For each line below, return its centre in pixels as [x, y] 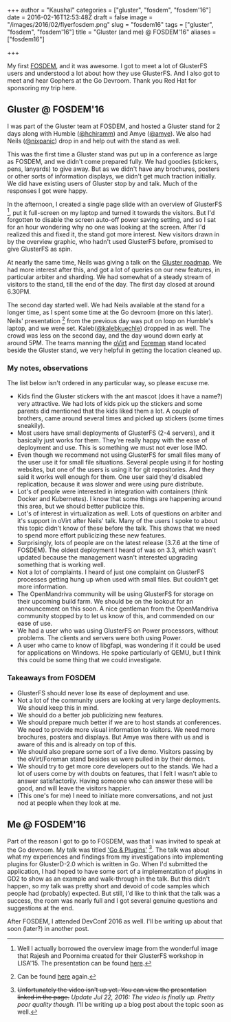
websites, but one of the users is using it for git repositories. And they [116, 470]
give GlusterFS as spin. [40, 249]
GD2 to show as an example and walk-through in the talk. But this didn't [109, 879]
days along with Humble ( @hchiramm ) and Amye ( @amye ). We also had [109, 133]
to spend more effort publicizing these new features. [91, 535]
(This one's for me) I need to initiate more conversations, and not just [115, 795]
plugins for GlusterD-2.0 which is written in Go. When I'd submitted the [108, 864]
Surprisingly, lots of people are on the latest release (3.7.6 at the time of [118, 543]
